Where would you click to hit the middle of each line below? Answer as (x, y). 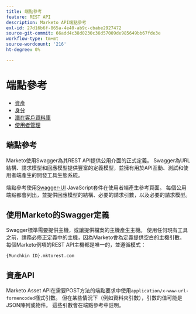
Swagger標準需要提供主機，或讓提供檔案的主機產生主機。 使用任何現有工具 (97, 230)
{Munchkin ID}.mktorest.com (40, 256)
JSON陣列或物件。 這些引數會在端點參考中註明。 (65, 305)
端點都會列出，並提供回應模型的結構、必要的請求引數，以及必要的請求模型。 (98, 194)
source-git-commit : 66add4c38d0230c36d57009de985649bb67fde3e (83, 33)
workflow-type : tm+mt (32, 39)
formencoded (20, 298)
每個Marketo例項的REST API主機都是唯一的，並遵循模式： (76, 245)
